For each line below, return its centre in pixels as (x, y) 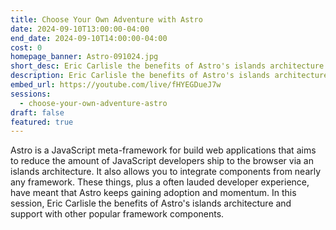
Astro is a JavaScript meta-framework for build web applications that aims (163, 150)
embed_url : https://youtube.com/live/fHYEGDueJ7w (116, 85)
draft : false (37, 112)
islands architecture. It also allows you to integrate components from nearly (166, 172)
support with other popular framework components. (117, 214)
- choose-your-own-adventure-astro (93, 103)
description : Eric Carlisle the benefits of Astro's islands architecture (169, 76)
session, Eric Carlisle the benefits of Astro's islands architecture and (151, 203)
